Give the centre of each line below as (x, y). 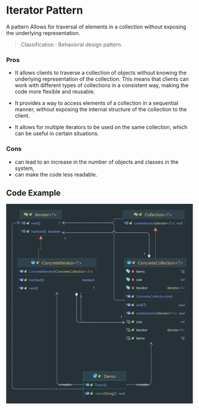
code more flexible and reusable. (55, 92)
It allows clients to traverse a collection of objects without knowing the (100, 73)
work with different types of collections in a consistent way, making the (102, 85)
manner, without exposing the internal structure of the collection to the (101, 110)
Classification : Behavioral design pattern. (71, 44)
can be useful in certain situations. (57, 133)
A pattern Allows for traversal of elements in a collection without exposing (96, 27)
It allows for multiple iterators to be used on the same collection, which (101, 127)
